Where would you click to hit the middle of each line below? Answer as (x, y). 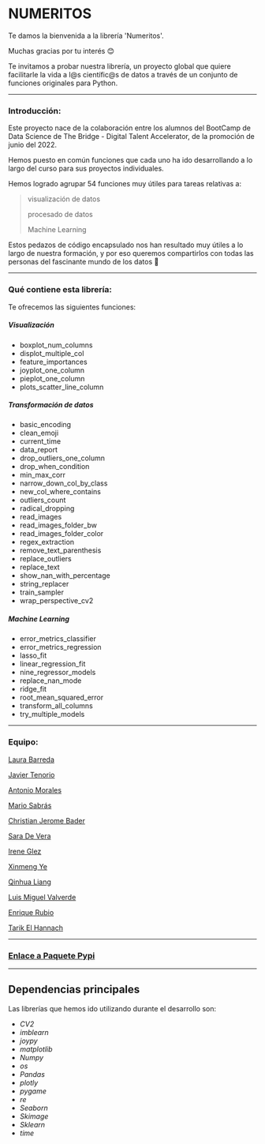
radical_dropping (47, 508)
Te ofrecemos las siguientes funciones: (72, 307)
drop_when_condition (54, 467)
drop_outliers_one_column (62, 458)
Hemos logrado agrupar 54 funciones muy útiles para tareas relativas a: (125, 184)
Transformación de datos (51, 405)
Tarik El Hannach (35, 928)
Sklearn (32, 1124)
